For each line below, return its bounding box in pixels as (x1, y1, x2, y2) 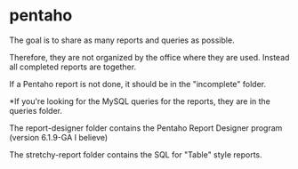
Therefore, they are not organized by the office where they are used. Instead (9, 52, 290, 62)
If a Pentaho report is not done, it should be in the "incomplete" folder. (9, 78, 267, 89)
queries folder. (9, 105, 63, 116)
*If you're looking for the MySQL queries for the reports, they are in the (9, 95, 271, 107)
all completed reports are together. (9, 61, 136, 72)
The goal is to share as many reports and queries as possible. (9, 35, 235, 45)
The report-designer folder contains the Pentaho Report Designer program (9, 122, 283, 133)
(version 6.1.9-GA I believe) (9, 132, 109, 142)
